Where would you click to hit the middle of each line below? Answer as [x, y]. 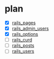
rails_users [23, 51]
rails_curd [22, 40]
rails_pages [24, 23]
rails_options [25, 34]
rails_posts [23, 45]
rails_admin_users [30, 28]
